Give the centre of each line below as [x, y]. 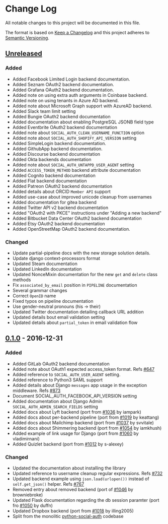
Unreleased [24, 54]
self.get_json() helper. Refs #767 [48, 484]
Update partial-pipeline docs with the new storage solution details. [81, 253]
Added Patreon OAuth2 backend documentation [62, 186]
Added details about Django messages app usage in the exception [80, 385]
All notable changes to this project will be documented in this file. [73, 23]
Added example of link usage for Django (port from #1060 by [76, 433]
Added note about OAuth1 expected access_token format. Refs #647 [83, 369]
